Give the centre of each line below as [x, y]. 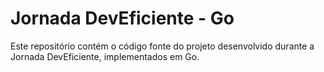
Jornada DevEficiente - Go [122, 18]
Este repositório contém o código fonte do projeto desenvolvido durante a [162, 46]
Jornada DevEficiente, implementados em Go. [105, 56]
